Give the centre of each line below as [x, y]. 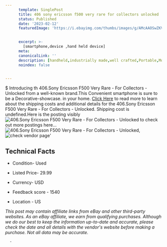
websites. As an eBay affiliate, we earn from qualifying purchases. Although [83, 216]
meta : [24, 51]
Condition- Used [29, 163]
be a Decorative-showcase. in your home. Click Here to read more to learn [81, 99]
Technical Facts [30, 151]
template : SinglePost [41, 10]
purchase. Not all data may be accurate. [47, 232]
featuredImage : [34, 28]
